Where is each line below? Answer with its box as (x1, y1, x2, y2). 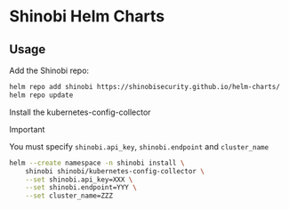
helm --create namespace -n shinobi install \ (9, 158, 185, 167)
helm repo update (9, 91, 74, 100)
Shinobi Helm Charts (9, 6, 165, 27)
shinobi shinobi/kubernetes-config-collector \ (25, 166, 205, 175)
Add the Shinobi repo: (9, 65, 90, 76)
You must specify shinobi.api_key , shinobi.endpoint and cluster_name (9, 141, 269, 152)
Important (9, 124, 45, 134)
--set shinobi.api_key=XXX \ (25, 175, 133, 184)
